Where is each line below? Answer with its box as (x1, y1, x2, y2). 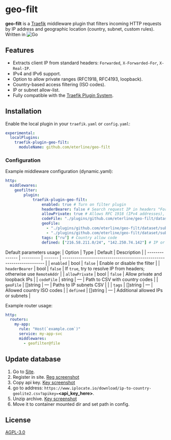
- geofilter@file (23, 340, 60, 346)
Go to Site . (12, 369, 35, 375)
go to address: (12, 384, 43, 391)
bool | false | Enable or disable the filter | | (71, 260, 160, 266)
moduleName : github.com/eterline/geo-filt (18, 144, 110, 150)
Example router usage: (5, 302, 53, 308)
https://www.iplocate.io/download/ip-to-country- (44, 385, 152, 391)
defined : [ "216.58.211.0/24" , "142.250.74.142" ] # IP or (41, 240, 165, 245)
